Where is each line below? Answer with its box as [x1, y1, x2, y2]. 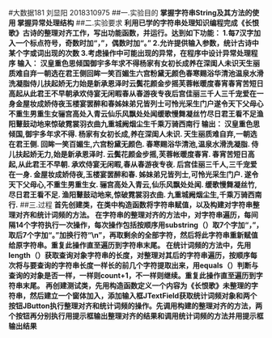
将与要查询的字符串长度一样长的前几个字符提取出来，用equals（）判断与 [15, 260, 259, 270]
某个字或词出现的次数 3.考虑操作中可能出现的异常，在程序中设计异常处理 [8, 49, 251, 57]
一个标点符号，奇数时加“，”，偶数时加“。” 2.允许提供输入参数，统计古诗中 [15, 38, 259, 48]
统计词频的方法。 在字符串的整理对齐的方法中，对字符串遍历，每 [36, 210, 252, 219]
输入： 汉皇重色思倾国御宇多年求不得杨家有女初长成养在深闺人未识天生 [17, 58, 253, 68]
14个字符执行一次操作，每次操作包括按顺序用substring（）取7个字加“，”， [15, 220, 264, 230]
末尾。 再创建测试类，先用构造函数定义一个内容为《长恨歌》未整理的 [22, 281, 252, 290]
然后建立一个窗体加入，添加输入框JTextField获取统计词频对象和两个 [29, 291, 257, 300]
